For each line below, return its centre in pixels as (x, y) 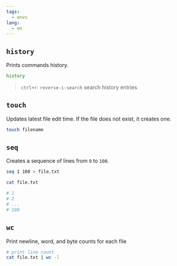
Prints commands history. (37, 65)
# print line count (30, 252)
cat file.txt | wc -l (33, 258)
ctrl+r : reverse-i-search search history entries (79, 87)
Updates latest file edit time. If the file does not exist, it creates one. (89, 119)
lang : (13, 23)
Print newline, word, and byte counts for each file (66, 241)
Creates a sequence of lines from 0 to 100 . (58, 161)
